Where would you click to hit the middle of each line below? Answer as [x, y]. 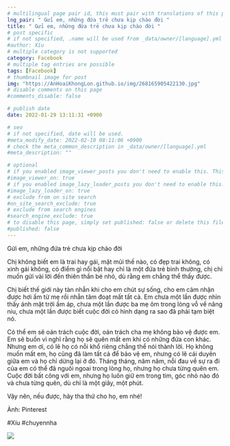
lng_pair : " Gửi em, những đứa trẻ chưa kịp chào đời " [88, 20]
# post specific [30, 33]
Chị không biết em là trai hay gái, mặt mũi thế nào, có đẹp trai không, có [108, 262]
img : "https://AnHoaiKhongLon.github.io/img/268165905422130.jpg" [104, 84]
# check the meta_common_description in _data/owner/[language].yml [107, 147]
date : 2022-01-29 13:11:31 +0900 [55, 115]
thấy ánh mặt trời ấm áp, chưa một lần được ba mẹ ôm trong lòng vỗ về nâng [115, 304]
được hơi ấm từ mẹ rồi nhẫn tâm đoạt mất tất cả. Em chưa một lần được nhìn [114, 297]
